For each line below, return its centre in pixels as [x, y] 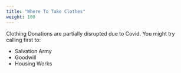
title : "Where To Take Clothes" [46, 11]
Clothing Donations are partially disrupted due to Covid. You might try [90, 33]
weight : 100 [21, 17]
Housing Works [33, 63]
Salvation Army [33, 51]
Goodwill [25, 57]
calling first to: [24, 40]
